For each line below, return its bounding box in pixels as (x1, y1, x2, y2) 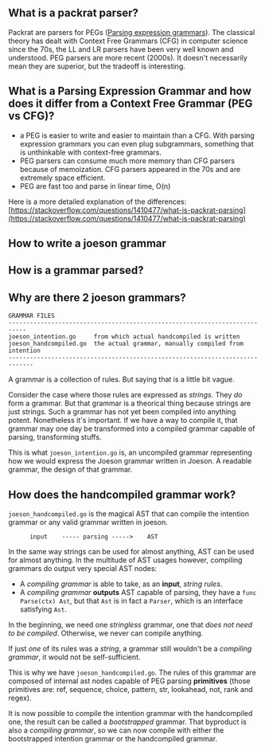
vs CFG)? (8, 109, 55, 123)
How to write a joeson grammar (8, 237, 167, 250)
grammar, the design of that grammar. (8, 465, 133, 475)
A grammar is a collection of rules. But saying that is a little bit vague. (8, 374, 235, 385)
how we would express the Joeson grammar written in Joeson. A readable (8, 456, 252, 466)
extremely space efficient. (19, 173, 106, 182)
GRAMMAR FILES (8, 312, 56, 320)
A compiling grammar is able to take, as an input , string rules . (19, 579, 223, 589)
